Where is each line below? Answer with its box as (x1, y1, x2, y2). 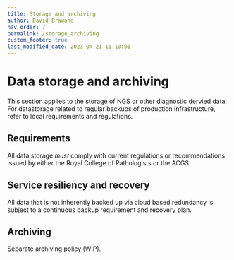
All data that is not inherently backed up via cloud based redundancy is (7, 198, 214, 206)
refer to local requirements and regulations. (7, 112, 133, 120)
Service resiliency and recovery (7, 179, 150, 191)
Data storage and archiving (7, 73, 169, 90)
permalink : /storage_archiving (7, 30, 99, 37)
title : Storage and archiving (7, 10, 97, 18)
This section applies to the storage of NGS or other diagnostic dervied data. (7, 97, 228, 105)
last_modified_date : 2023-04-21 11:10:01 (7, 43, 131, 50)
